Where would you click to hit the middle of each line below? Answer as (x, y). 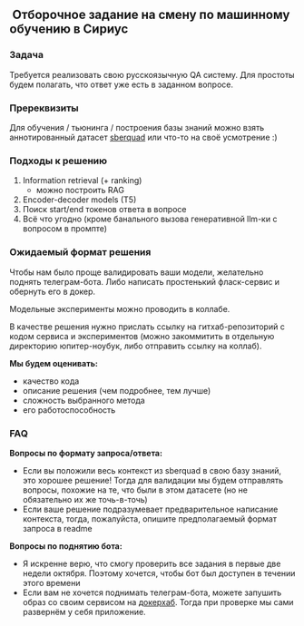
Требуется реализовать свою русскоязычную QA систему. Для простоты (152, 74)
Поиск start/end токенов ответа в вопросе (104, 210)
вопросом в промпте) (64, 229)
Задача (26, 55)
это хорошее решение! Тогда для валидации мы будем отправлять (153, 480)
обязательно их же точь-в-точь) (85, 499)
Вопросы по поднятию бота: (66, 546)
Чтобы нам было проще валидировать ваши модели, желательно (137, 272)
